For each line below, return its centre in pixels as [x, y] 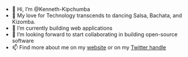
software [23, 41]
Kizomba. [24, 22]
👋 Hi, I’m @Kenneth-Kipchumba [51, 9]
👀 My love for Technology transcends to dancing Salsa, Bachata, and [97, 15]
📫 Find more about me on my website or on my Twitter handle [89, 47]
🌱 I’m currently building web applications [62, 28]
